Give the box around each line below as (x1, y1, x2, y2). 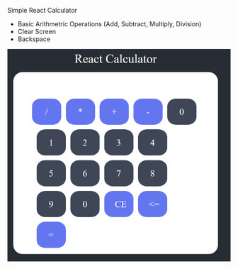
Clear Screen (17, 28, 57, 35)
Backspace (17, 35, 51, 43)
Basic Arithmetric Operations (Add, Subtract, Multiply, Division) (17, 20, 202, 28)
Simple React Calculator (7, 6, 78, 14)
